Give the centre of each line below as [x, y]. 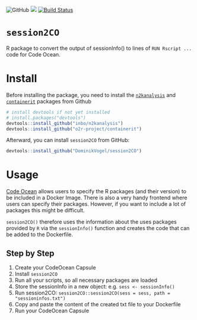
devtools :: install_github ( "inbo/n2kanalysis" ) [65, 123]
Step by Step [30, 253]
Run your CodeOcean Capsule [52, 310]
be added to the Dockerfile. [39, 234]
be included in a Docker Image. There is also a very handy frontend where [97, 198]
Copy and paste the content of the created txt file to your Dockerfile [98, 304]
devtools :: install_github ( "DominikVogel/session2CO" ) [74, 151]
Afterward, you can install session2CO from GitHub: [68, 140]
